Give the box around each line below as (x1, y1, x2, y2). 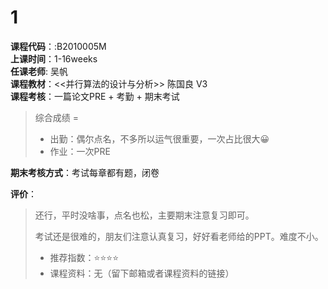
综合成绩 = (34, 111, 79, 123)
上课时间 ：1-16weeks (10, 52, 98, 65)
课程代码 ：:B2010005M (10, 40, 107, 52)
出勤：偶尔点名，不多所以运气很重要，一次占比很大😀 (49, 132, 270, 145)
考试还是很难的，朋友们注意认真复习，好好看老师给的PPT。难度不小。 (34, 230, 324, 242)
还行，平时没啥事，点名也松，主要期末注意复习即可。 (34, 209, 255, 221)
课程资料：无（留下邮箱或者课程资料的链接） (49, 267, 235, 279)
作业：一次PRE (49, 145, 111, 157)
